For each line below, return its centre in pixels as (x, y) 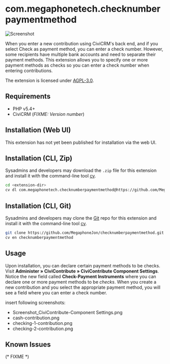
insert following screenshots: (35, 302)
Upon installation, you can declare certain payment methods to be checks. (83, 265)
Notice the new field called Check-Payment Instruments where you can (81, 276)
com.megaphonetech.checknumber (83, 9)
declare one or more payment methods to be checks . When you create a (81, 282)
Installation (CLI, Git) (38, 206)
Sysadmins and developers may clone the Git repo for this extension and (81, 218)
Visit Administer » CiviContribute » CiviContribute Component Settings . (82, 271)
